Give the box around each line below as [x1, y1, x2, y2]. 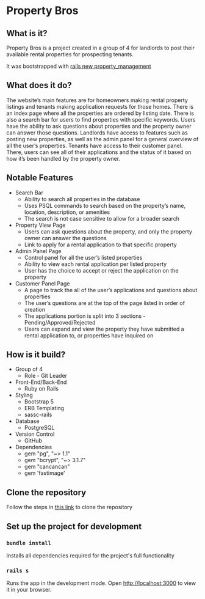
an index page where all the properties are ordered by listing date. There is [6, 109, 194, 117]
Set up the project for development [6, 521, 142, 532]
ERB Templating [24, 405, 65, 412]
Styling [15, 392, 34, 399]
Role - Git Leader [24, 372, 68, 380]
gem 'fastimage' [24, 469, 65, 477]
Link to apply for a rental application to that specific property [24, 241, 177, 248]
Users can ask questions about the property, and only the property [24, 227, 192, 235]
